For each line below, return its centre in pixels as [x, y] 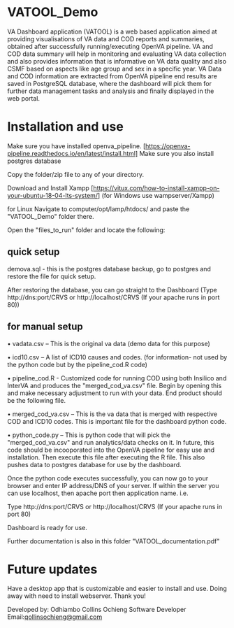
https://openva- [168, 146]
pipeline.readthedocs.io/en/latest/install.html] [73, 153]
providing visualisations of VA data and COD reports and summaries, [106, 38]
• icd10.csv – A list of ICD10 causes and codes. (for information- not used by [117, 357]
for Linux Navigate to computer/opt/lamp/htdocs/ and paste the [98, 209]
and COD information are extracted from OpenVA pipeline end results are [112, 76]
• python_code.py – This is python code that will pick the [89, 435]
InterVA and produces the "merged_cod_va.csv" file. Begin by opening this [115, 385]
